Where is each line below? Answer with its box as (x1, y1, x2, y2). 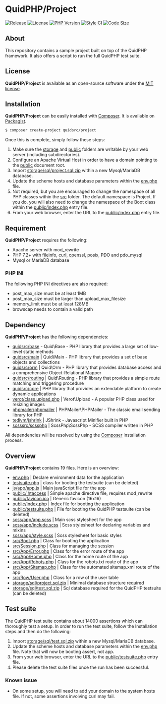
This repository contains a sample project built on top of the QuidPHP (5, 47, 147, 53)
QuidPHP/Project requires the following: (5, 237, 88, 243)
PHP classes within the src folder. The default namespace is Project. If (12, 194, 156, 200)
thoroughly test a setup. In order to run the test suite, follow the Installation (5, 623, 158, 629)
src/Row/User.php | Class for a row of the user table (12, 574, 119, 581)
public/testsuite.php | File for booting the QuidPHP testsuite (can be (12, 506, 151, 512)
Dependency (5, 321, 46, 329)
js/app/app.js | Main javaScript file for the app (12, 485, 106, 491)
